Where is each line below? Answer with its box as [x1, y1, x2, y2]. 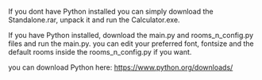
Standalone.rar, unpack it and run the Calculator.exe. [8, 15, 180, 25]
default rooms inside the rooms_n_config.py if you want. [8, 48, 192, 56]
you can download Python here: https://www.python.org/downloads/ [8, 63, 233, 72]
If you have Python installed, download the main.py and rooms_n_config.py [8, 31, 254, 40]
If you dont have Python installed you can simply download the [8, 7, 214, 16]
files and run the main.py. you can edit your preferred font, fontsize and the [8, 39, 254, 48]
